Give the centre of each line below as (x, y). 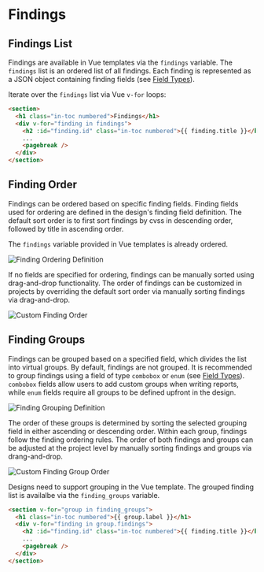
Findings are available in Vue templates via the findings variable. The (121, 62)
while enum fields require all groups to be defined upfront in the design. (122, 392)
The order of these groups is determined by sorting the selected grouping (128, 422)
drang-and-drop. (35, 456)
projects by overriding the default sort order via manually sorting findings (126, 291)
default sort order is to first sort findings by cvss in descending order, (121, 220)
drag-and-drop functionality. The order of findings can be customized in (125, 283)
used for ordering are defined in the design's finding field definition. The (125, 212)
